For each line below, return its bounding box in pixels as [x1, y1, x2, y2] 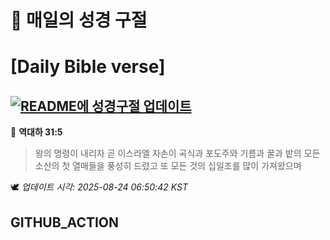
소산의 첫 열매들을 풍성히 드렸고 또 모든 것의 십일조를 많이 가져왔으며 [34, 160, 302, 172]
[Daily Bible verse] [10, 56, 166, 78]
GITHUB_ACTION [10, 214, 120, 231]
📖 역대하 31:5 [10, 126, 63, 138]
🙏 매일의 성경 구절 [10, 9, 148, 32]
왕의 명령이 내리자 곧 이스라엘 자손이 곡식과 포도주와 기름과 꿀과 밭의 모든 [34, 147, 321, 160]
